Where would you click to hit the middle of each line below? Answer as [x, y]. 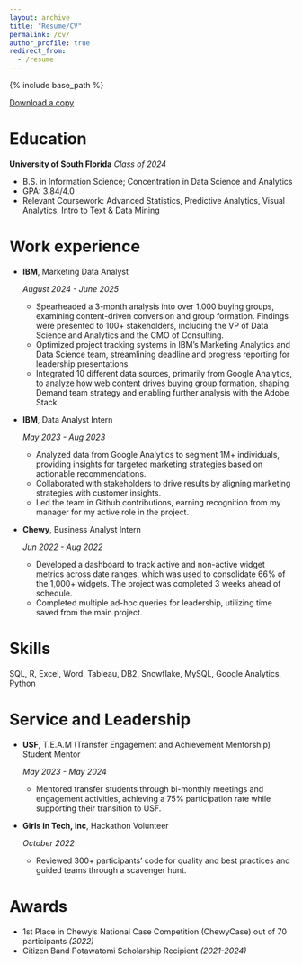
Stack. [48, 402]
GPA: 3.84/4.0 [48, 191]
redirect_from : [38, 51]
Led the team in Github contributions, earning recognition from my [158, 502]
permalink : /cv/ [40, 34]
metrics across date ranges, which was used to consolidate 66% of [160, 574]
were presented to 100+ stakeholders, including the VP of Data [152, 325]
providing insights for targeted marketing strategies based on [149, 464]
